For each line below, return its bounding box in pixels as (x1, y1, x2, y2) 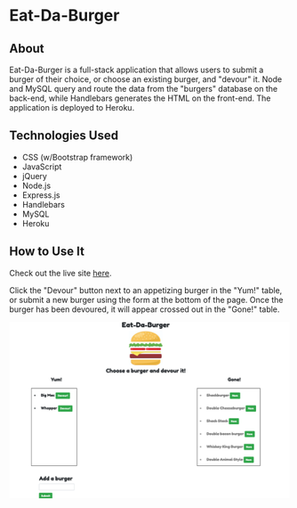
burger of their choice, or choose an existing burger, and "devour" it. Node (9, 74, 283, 85)
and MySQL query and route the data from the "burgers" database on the (9, 84, 278, 94)
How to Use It (9, 244, 84, 259)
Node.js (21, 180, 52, 191)
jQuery (21, 170, 47, 181)
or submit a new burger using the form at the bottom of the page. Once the (9, 294, 284, 305)
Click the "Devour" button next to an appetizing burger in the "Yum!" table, (9, 284, 283, 295)
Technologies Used (9, 128, 118, 143)
